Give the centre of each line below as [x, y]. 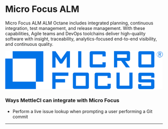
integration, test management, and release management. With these [75, 28]
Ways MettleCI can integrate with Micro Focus [62, 101]
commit [20, 117]
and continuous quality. [29, 44]
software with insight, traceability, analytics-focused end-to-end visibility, [81, 39]
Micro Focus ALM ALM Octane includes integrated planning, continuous [79, 23]
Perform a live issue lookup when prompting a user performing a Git [82, 111]
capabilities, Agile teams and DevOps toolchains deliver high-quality [75, 33]
